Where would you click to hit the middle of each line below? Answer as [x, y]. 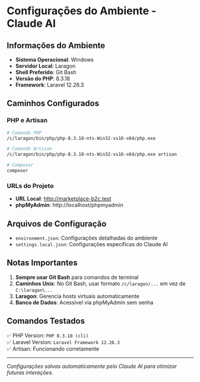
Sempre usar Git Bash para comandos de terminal [77, 277]
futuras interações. [30, 373]
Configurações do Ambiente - [82, 11]
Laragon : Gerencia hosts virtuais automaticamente [77, 296]
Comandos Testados [46, 321]
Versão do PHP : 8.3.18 [43, 79]
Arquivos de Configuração [57, 224]
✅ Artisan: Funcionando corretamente [53, 349]
